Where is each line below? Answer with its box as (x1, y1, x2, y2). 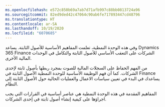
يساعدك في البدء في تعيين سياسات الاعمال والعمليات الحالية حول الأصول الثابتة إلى (5, 76, 160, 81)
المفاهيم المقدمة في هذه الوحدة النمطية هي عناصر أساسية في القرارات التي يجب (5, 91, 157, 96)
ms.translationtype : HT (5, 17, 55, 22)
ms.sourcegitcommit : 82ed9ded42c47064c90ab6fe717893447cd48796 (5, 12, 140, 17)
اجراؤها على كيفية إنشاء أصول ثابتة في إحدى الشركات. (5, 96, 107, 102)
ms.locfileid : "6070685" (5, 31, 57, 36)
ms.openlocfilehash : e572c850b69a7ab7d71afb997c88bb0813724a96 (5, 7, 140, 13)
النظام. (5, 81, 19, 87)
